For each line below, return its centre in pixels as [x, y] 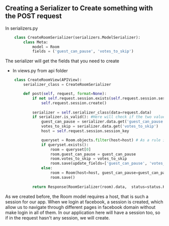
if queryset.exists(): [65, 145]
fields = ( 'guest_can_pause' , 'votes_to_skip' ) [83, 51]
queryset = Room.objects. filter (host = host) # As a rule [101, 140]
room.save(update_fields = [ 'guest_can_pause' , [99, 163]
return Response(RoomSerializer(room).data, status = [90, 187]
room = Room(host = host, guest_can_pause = [94, 173]
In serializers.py [22, 28]
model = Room [46, 47]
